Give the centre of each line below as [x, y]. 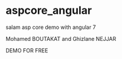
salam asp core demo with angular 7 [51, 27]
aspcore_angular [49, 11]
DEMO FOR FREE [27, 50]
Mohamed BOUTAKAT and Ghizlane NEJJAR [61, 39]
